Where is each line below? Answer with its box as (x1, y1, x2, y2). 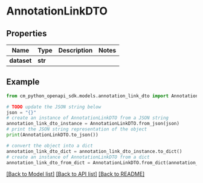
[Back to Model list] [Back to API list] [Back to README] (6, 170, 145, 178)
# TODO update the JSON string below (6, 104, 101, 110)
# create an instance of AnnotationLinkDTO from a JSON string (6, 115, 169, 121)
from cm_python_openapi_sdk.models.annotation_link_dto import (6, 92, 169, 99)
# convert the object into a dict (6, 143, 94, 149)
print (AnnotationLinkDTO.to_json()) (6, 132, 98, 138)
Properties (6, 28, 47, 39)
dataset (9, 56, 32, 65)
